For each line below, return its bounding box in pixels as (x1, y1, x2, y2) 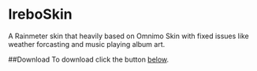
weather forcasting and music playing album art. (8, 39, 166, 48)
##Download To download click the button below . (8, 55, 169, 64)
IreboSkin (8, 5, 73, 23)
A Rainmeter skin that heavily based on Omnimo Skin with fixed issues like (8, 31, 250, 41)
